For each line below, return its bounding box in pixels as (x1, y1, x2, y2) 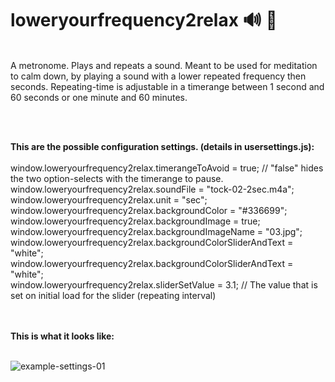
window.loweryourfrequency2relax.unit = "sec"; (10, 193, 208, 206)
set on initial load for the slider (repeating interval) (10, 289, 217, 301)
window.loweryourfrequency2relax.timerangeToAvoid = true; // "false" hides (10, 162, 324, 174)
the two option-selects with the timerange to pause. (10, 172, 224, 184)
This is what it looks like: (10, 330, 115, 342)
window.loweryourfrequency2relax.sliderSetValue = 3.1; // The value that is (10, 278, 318, 291)
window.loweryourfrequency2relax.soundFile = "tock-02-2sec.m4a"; (10, 183, 295, 195)
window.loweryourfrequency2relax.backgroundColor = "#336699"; (10, 204, 288, 216)
